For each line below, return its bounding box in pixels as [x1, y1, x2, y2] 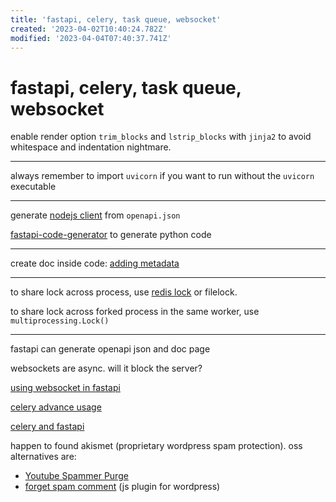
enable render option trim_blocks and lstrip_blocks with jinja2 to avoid [10, 131, 312, 143]
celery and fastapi [10, 421, 85, 433]
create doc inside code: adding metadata [10, 257, 180, 270]
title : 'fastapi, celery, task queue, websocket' [10, 14, 222, 25]
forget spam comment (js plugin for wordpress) [24, 481, 221, 493]
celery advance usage [10, 401, 102, 413]
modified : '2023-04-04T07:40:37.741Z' [10, 33, 172, 43]
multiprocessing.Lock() [10, 316, 110, 326]
